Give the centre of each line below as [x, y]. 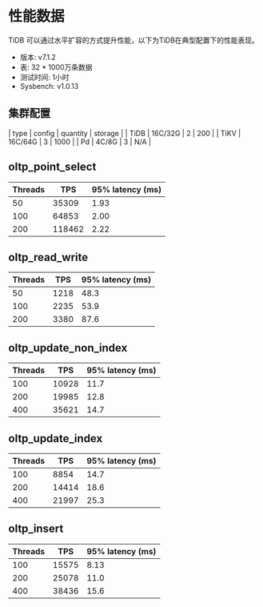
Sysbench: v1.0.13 [49, 86]
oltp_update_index [56, 438]
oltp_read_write [48, 257]
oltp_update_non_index [68, 348]
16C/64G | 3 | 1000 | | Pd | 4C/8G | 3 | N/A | [80, 142]
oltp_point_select [52, 167]
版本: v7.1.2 [38, 57]
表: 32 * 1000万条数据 [56, 67]
